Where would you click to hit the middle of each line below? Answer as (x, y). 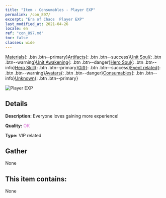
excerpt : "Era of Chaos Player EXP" (45, 19)
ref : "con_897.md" (24, 33)
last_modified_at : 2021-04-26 (37, 24)
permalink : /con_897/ (28, 15)
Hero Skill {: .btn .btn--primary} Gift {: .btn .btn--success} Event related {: (88, 67)
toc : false (17, 38)
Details (16, 104)
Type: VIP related (23, 135)
